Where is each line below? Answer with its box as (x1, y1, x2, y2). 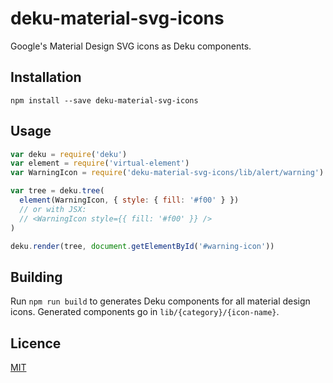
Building (10, 268, 63, 286)
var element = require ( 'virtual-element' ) (10, 158, 190, 169)
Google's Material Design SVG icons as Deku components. (10, 40, 252, 52)
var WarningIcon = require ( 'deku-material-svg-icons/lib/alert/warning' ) (10, 168, 325, 178)
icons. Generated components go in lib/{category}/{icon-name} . (10, 306, 280, 318)
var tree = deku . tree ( (10, 186, 105, 196)
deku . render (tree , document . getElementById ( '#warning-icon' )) (10, 241, 275, 251)
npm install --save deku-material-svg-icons (10, 95, 199, 106)
